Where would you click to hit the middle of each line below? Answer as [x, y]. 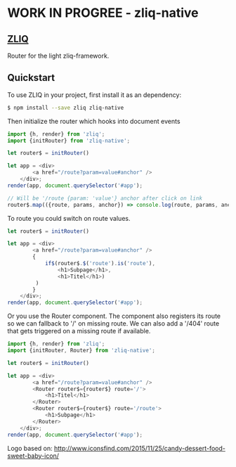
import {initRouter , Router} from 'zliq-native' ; [81, 351]
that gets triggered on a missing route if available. [79, 331]
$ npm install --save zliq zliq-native [66, 108]
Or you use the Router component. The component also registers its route [114, 316]
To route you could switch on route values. [69, 218]
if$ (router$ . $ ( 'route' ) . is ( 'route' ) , [100, 264]
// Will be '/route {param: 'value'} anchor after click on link [105, 198]
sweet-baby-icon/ [33, 456]
